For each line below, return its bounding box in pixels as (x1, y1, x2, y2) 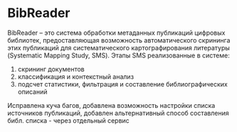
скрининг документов (17, 65, 85, 73)
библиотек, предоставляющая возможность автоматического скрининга (7, 35, 231, 44)
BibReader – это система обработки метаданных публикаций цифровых (7, 28, 226, 37)
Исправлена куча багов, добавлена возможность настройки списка (7, 101, 216, 109)
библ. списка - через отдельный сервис (7, 116, 130, 125)
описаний (17, 87, 48, 96)
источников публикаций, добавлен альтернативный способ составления (7, 109, 229, 117)
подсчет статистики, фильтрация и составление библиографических (17, 79, 228, 88)
